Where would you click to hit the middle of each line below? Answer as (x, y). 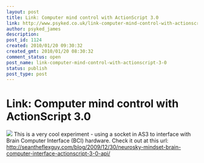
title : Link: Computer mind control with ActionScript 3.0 (83, 18)
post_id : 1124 (24, 40)
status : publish (27, 68)
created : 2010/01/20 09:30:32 (45, 46)
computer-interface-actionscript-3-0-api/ (58, 154)
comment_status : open (34, 57)
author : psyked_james (34, 29)
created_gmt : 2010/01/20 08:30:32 (50, 52)
